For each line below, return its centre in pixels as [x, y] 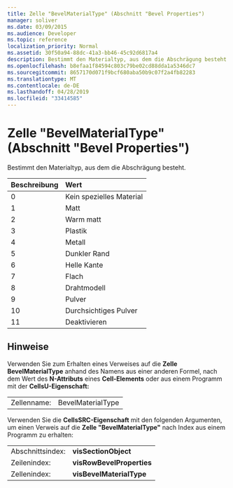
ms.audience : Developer [42, 33]
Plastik [76, 231]
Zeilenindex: [31, 462]
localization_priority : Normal [53, 46]
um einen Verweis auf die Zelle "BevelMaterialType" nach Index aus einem [116, 427]
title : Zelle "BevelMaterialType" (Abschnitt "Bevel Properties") [106, 14]
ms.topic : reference [37, 40]
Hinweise [28, 347]
